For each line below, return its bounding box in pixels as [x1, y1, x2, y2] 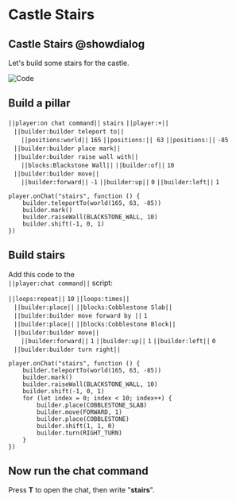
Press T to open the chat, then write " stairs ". [8, 485, 155, 495]
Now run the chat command [8, 465, 149, 478]
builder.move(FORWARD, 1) [37, 407, 123, 416]
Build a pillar [8, 97, 71, 110]
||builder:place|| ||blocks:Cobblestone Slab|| [14, 303, 173, 311]
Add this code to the [8, 269, 75, 279]
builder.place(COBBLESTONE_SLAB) [37, 401, 148, 409]
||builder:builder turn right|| [14, 346, 121, 353]
